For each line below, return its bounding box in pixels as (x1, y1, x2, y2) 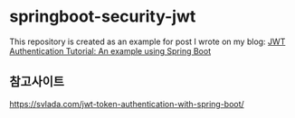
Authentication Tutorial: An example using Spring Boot (9, 45, 211, 56)
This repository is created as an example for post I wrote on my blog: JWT (9, 36, 286, 47)
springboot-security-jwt (9, 6, 196, 27)
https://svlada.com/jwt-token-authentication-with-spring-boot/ (9, 98, 244, 109)
